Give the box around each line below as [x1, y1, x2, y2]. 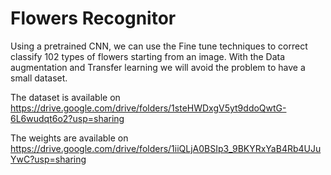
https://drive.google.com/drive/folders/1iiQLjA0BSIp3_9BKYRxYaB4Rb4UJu [10, 142, 322, 154]
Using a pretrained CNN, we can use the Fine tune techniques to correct [10, 40, 308, 52]
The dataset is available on [10, 91, 121, 103]
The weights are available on [10, 132, 129, 144]
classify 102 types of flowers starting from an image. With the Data [10, 50, 286, 62]
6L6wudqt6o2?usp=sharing [10, 112, 125, 124]
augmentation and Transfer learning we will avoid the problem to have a [10, 61, 306, 73]
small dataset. [10, 72, 68, 84]
